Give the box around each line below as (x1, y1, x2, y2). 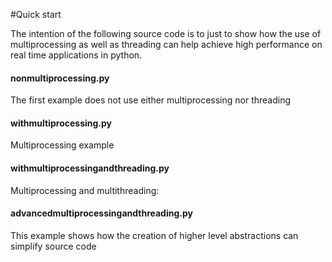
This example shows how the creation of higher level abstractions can (10, 229, 299, 241)
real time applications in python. (10, 49, 143, 61)
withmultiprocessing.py (10, 117, 113, 129)
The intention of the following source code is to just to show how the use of (10, 28, 322, 39)
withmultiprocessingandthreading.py (10, 162, 170, 174)
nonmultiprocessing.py (10, 72, 110, 84)
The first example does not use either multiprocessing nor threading (10, 94, 292, 106)
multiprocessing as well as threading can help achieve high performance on (10, 39, 323, 50)
